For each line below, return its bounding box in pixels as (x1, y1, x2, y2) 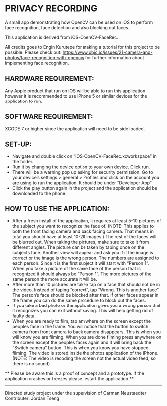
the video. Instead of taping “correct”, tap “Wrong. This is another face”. (12, 287, 160, 293)
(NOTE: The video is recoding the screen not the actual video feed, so (12, 355, 156, 361)
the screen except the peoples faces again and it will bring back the (12, 339, 152, 346)
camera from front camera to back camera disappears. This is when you (12, 329, 161, 335)
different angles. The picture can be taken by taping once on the (12, 244, 145, 250)
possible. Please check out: (5, 49, 62, 55)
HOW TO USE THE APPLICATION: (5, 204, 110, 213)
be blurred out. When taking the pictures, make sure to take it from (12, 239, 149, 245)
